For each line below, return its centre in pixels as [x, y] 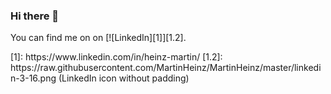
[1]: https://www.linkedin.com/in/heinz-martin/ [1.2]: [116, 57]
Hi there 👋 [35, 16]
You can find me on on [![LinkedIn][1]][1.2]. [98, 38]
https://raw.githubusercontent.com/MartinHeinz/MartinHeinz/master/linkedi [166, 68]
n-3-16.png [33, 78]
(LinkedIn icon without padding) [124, 78]
